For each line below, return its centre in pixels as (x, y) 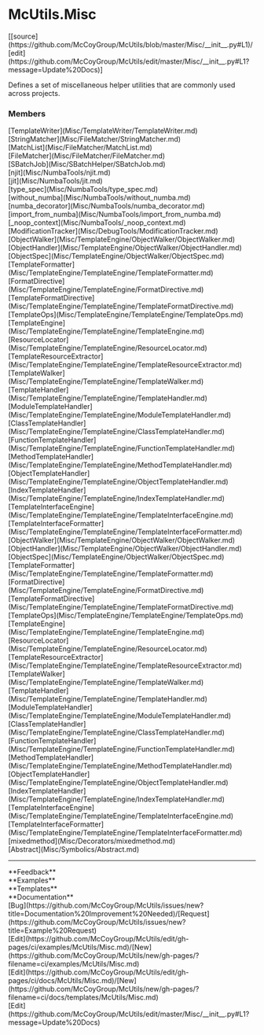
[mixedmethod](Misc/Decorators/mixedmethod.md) (92, 841)
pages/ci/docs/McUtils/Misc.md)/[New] (73, 981)
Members (27, 113)
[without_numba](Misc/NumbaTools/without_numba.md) (99, 197)
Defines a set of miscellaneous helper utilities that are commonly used (122, 85)
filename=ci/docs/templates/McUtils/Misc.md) (83, 997)
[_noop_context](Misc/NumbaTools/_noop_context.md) (97, 223)
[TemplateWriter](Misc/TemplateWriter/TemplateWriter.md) (103, 131)
